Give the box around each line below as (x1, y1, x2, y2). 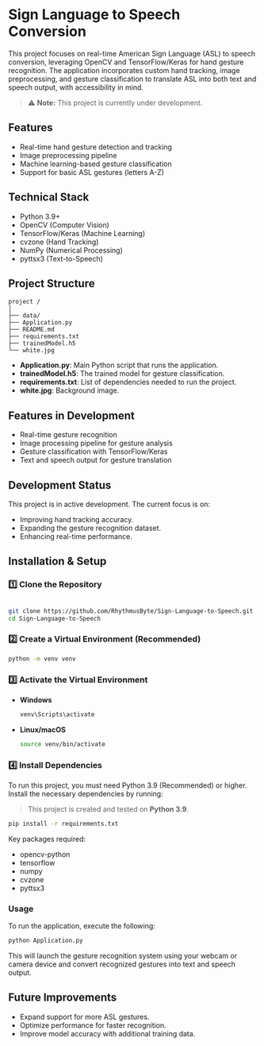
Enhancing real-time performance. (19, 532, 132, 541)
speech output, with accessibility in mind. (8, 82, 144, 92)
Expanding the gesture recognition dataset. (19, 523, 162, 533)
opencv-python (19, 849, 71, 859)
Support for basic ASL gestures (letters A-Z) (19, 167, 165, 176)
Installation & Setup (8, 555, 107, 568)
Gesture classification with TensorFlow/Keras (19, 447, 168, 456)
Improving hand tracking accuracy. (19, 515, 134, 524)
